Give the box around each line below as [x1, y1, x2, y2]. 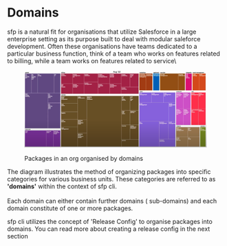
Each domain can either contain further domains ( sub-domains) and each [7, 197, 217, 205]
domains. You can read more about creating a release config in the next [7, 225, 210, 233]
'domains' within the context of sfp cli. [7, 182, 117, 190]
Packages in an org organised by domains [24, 155, 143, 163]
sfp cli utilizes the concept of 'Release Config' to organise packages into [7, 218, 213, 226]
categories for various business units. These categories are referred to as [7, 175, 216, 183]
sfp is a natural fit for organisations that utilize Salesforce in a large [7, 27, 197, 36]
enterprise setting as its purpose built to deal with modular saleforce [7, 34, 201, 43]
